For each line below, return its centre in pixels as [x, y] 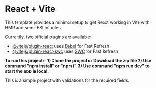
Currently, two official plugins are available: [48, 37]
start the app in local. [27, 71]
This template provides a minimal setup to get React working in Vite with [77, 22]
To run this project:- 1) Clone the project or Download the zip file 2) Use [78, 60]
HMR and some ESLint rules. [34, 27]
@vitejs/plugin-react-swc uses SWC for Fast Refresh [65, 51]
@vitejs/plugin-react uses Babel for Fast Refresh [61, 46]
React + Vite [30, 9]
